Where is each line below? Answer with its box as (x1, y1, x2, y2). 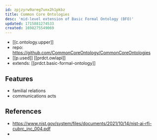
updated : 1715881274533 (5, 21, 54, 26)
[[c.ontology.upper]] (12, 39, 54, 45)
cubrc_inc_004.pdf (12, 126, 51, 132)
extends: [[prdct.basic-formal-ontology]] (12, 60, 96, 66)
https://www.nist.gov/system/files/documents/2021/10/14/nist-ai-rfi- (12, 120, 152, 126)
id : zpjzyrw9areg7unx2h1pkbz (5, 7, 65, 12)
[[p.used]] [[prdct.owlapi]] (12, 55, 66, 61)
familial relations (12, 88, 46, 93)
